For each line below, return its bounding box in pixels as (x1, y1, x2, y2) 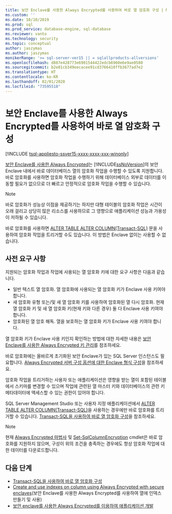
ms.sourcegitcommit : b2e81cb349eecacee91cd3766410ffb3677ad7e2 (5, 65, 143, 70)
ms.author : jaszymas (5, 50, 50, 55)
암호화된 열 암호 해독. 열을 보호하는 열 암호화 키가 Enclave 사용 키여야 (12, 318, 152, 325)
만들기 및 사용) (12, 497, 42, 503)
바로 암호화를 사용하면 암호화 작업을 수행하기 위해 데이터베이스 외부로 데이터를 (5, 174, 161, 180)
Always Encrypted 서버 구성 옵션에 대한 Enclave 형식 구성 (24, 359, 142, 366)
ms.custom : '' (5, 12, 36, 17)
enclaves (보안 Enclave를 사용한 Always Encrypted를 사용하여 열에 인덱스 (12, 490, 162, 496)
